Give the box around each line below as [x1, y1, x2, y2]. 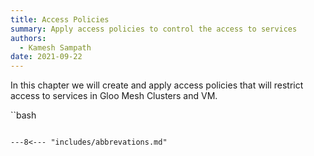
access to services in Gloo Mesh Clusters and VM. [10, 90, 218, 102]
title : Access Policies [10, 14, 110, 25]
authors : [10, 33, 47, 43]
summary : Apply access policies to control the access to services [10, 24, 298, 34]
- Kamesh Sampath [19, 42, 92, 53]
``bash [10, 109, 37, 121]
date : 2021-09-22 [10, 52, 83, 62]
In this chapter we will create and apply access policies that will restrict [10, 79, 304, 91]
